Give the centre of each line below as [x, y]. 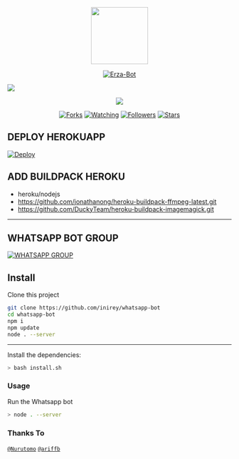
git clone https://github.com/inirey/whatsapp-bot [84, 308]
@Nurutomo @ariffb [34, 449]
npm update [23, 328]
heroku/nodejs [39, 194]
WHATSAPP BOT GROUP [63, 238]
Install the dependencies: [44, 355]
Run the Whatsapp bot [40, 401]
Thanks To [26, 433]
